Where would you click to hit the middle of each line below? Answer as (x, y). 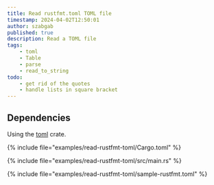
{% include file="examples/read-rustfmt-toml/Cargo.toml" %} (94, 147)
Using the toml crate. (37, 134)
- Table (30, 58)
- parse (30, 64)
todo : (15, 77)
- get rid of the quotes (55, 84)
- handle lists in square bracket (69, 90)
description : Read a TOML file (52, 39)
